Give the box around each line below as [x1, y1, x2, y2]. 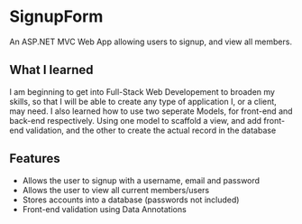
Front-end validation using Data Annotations [22, 203, 187, 214]
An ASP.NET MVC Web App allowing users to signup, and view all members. [9, 36, 293, 47]
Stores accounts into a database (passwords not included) [22, 194, 240, 205]
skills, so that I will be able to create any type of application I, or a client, [9, 96, 277, 107]
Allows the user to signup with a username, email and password [22, 174, 260, 186]
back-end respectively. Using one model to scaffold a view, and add [9, 115, 262, 126]
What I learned [9, 62, 94, 78]
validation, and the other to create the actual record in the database [25, 125, 277, 135]
